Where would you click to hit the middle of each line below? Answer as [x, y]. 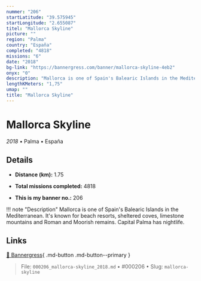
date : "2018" [22, 62]
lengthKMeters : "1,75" [34, 84]
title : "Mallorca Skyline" [40, 95]
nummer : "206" [24, 12]
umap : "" [17, 90]
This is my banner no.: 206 [49, 197]
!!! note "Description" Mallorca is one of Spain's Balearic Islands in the [92, 209]
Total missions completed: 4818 [55, 186]
